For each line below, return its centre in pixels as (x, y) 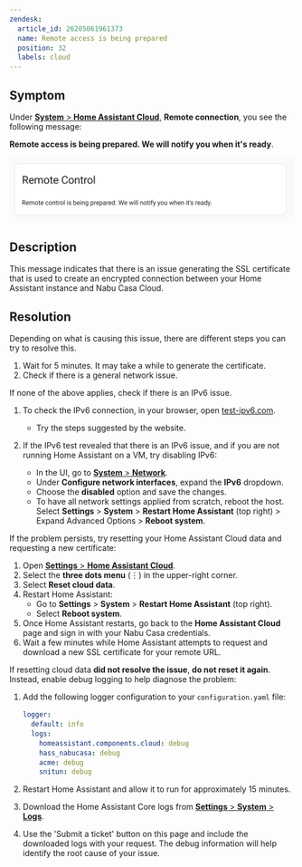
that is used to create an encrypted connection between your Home (136, 279)
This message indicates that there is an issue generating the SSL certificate (150, 269)
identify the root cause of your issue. (91, 853)
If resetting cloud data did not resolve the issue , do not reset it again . (140, 670)
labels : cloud (44, 58)
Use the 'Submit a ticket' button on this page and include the (135, 834)
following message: (46, 126)
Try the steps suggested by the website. (111, 428)
